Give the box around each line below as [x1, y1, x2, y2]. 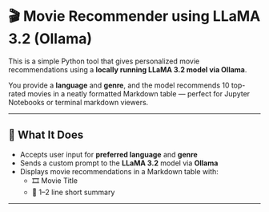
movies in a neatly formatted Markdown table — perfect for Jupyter [27, 88, 251, 98]
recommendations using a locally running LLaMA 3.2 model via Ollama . [8, 64, 247, 74]
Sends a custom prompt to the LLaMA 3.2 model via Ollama [19, 158, 219, 168]
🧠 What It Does [8, 128, 84, 142]
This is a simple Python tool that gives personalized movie [8, 56, 200, 66]
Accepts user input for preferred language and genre [19, 149, 198, 159]
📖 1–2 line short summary [31, 187, 115, 197]
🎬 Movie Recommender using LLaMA [8, 7, 261, 26]
